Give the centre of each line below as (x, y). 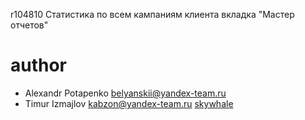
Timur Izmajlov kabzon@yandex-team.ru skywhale (129, 103)
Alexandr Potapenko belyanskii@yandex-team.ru (125, 93)
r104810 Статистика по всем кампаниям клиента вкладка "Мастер (152, 14)
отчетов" (29, 25)
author (39, 65)
